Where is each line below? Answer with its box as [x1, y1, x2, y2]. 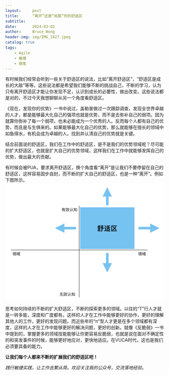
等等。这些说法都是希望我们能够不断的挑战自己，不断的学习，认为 [25, 82, 162, 88]
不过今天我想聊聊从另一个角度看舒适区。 [22, 95, 107, 101]
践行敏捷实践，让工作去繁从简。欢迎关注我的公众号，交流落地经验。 [5, 364, 146, 371]
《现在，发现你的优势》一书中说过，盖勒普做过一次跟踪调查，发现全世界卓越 [5, 105, 164, 111]
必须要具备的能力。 [5, 343, 45, 349]
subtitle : [5, 19, 26, 24]
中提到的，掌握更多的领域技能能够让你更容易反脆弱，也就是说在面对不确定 [5, 331, 159, 337]
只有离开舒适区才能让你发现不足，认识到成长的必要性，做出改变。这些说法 [5, 88, 159, 95]
